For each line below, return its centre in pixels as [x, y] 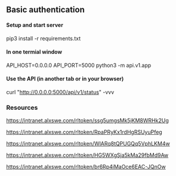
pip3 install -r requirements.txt [44, 38]
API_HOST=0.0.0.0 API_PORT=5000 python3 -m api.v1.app [79, 65]
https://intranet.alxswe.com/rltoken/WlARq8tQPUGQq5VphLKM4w [88, 144]
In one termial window [34, 52]
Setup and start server [35, 25]
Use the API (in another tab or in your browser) [65, 79]
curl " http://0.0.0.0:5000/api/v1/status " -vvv [60, 92]
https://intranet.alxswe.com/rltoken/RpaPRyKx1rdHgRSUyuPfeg [84, 132]
